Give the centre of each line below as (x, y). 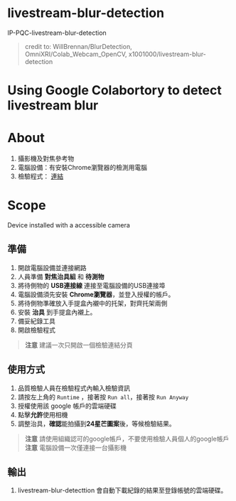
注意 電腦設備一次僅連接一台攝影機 (75, 447)
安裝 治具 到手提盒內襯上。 (57, 312)
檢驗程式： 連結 (41, 176)
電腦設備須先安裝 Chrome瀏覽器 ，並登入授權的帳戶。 (96, 294)
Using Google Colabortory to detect (114, 91)
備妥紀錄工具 (36, 320)
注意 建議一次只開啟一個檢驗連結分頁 (79, 345)
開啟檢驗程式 (36, 330)
